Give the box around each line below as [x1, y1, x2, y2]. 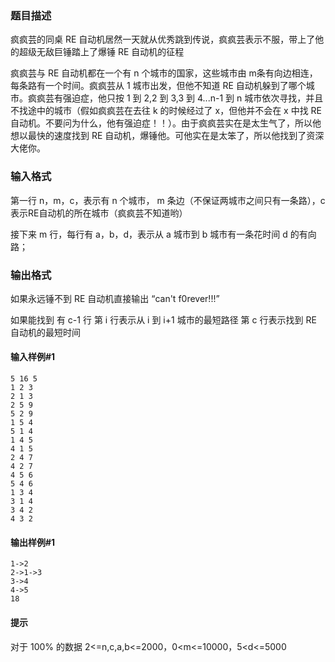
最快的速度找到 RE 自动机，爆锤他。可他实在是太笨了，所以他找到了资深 [27, 130, 325, 142]
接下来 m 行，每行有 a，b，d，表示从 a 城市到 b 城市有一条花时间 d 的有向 [10, 228, 317, 240]
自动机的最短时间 [10, 326, 81, 338]
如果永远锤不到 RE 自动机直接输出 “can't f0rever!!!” [10, 292, 220, 304]
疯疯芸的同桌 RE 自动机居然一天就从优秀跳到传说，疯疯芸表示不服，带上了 [10, 33, 316, 46]
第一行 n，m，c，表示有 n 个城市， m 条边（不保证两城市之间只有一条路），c [10, 194, 326, 206]
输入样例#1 [10, 351, 56, 363]
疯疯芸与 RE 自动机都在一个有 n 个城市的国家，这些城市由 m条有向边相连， [10, 67, 318, 79]
